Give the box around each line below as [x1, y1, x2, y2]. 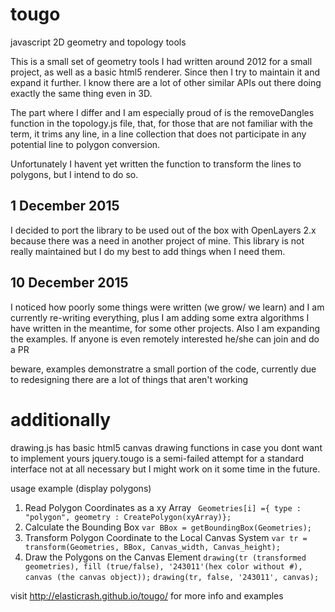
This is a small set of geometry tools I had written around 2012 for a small [10, 55, 313, 67]
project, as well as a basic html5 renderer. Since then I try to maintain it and [10, 66, 321, 78]
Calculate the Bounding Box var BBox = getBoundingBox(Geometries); [24, 521, 313, 533]
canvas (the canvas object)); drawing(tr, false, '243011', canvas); [24, 572, 320, 582]
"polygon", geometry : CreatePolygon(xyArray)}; [24, 512, 232, 522]
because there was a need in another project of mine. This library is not [10, 234, 305, 247]
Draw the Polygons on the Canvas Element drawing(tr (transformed [24, 551, 307, 563]
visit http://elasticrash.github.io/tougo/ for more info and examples [10, 589, 284, 602]
